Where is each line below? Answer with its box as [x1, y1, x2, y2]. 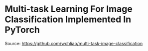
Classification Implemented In [4, 14, 132, 25]
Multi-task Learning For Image [4, 3, 133, 15]
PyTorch [4, 25, 40, 35]
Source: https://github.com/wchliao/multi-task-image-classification [4, 40, 143, 46]
